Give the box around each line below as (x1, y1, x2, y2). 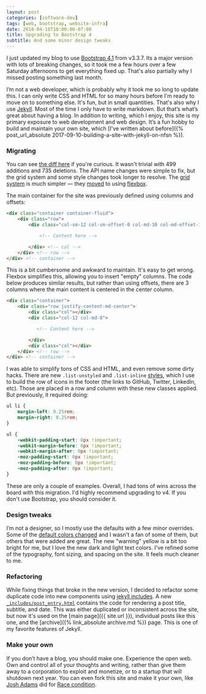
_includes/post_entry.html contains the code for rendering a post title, (6, 599, 186, 607)
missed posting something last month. (6, 74, 103, 81)
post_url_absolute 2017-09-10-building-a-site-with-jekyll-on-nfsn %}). (6, 131, 185, 139)
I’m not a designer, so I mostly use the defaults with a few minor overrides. (6, 525, 194, 532)
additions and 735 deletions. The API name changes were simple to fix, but (6, 167, 196, 175)
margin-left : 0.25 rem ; (17, 409, 75, 415)
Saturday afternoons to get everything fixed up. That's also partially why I (6, 67, 192, 74)
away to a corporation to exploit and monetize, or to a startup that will (6, 668, 182, 675)
